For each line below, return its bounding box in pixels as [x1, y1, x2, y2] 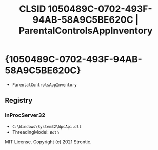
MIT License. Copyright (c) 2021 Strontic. [5, 139, 92, 145]
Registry [5, 96, 33, 105]
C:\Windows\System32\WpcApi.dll [12, 124, 82, 130]
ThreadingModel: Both [12, 128, 60, 135]
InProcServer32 [5, 112, 46, 119]
